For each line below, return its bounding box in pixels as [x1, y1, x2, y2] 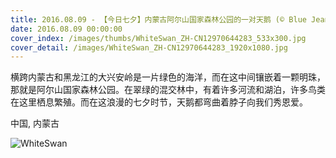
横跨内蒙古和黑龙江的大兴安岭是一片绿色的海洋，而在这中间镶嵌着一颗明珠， [10, 71, 326, 83]
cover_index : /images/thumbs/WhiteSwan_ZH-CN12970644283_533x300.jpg [10, 33, 307, 43]
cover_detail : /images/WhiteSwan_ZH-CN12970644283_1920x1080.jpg [10, 42, 288, 53]
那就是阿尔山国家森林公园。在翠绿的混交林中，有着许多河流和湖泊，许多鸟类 [10, 84, 326, 96]
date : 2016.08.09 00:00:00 [10, 24, 123, 34]
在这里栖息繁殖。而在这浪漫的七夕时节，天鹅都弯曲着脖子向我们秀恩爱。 [10, 96, 308, 108]
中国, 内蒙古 [10, 117, 60, 130]
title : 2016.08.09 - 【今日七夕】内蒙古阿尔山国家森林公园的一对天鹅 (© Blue [10, 14, 307, 25]
